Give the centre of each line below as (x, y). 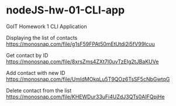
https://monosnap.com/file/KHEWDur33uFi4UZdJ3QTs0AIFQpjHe (85, 97)
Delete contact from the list (39, 90)
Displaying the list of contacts (42, 37)
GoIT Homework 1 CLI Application (46, 26)
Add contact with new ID (36, 73)
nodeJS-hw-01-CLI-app (65, 10)
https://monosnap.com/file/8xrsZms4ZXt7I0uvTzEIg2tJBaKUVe (82, 61)
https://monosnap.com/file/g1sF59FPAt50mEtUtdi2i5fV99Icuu (80, 44)
